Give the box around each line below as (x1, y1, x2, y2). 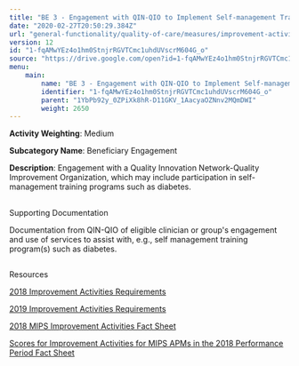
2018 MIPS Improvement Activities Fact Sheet (9, 321, 176, 331)
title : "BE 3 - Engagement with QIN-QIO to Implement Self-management (9, 12, 277, 22)
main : (25, 71, 46, 80)
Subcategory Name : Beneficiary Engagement (9, 146, 178, 156)
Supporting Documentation (9, 207, 109, 218)
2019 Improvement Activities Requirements (9, 304, 166, 314)
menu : (9, 63, 29, 72)
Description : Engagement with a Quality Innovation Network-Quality (9, 163, 260, 173)
